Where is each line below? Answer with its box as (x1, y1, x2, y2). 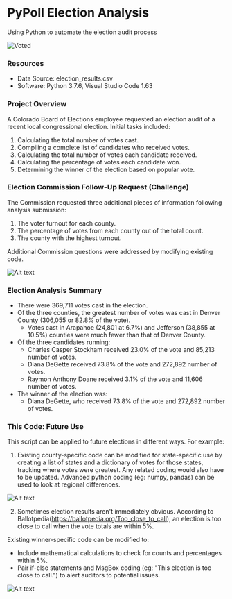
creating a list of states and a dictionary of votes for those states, (17, 458, 204, 466)
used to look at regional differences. (17, 480, 121, 489)
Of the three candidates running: (17, 338, 111, 346)
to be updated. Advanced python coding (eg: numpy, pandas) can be (17, 473, 215, 482)
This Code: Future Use (7, 422, 84, 432)
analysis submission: (7, 205, 67, 214)
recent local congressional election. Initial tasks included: (7, 122, 171, 130)
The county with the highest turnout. (17, 234, 122, 242)
